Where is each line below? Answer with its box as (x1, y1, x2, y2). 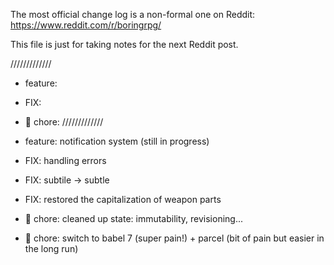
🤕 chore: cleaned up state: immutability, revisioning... (24, 213, 244, 224)
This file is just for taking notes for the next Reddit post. (10, 39, 239, 50)
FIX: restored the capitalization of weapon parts (24, 194, 222, 205)
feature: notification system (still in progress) (24, 135, 210, 147)
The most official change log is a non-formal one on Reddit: (10, 9, 256, 20)
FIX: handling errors (24, 155, 107, 166)
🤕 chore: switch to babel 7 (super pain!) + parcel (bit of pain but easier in (24, 232, 325, 244)
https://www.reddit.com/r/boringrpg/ (10, 19, 162, 31)
